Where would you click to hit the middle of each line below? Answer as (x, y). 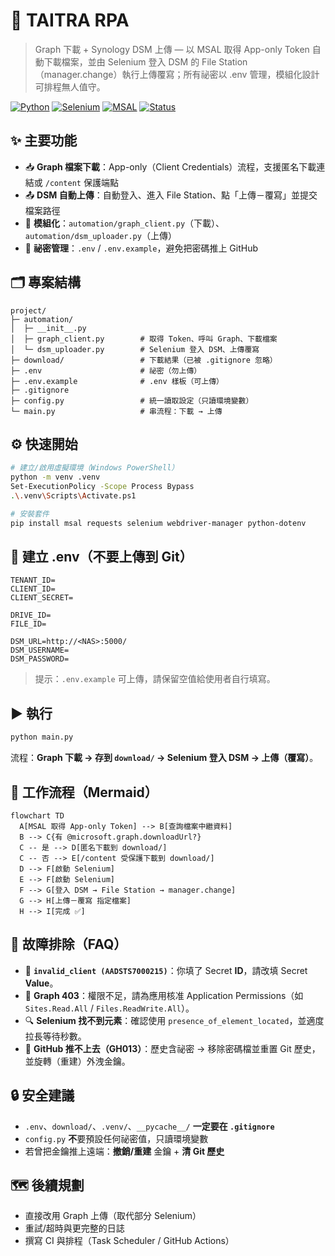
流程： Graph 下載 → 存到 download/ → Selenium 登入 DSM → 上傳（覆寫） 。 (164, 758)
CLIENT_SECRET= (42, 598)
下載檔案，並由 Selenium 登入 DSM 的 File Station (145, 61)
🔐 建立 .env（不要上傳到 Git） (101, 557)
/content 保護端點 (81, 182)
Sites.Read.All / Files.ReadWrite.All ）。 (109, 1008)
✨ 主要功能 (44, 140)
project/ (28, 310)
